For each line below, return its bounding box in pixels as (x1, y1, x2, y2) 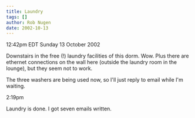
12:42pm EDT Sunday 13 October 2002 (6, 41, 100, 48)
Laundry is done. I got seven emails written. (6, 105, 112, 112)
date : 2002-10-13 (6, 25, 49, 31)
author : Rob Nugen (6, 19, 51, 25)
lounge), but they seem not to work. (6, 65, 93, 72)
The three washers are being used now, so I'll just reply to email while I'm (6, 76, 184, 83)
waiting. (6, 83, 25, 90)
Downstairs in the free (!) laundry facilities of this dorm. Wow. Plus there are (6, 52, 189, 59)
